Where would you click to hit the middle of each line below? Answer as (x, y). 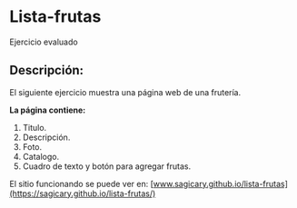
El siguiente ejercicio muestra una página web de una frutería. (125, 92)
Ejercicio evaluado (44, 42)
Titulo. (35, 127)
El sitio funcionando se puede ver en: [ (82, 183)
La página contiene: (48, 110)
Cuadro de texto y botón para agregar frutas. (107, 166)
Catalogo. (41, 156)
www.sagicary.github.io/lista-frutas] (221, 183)
